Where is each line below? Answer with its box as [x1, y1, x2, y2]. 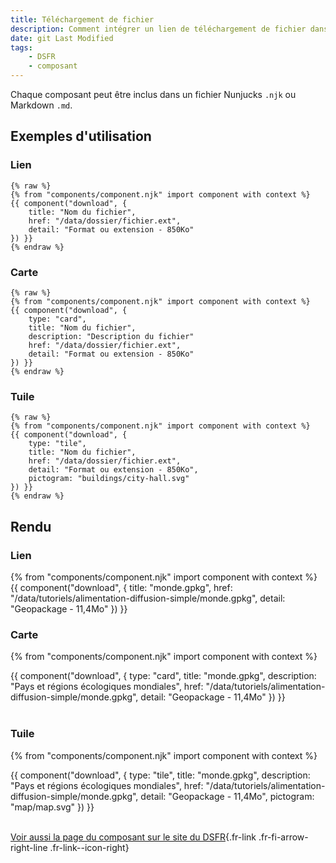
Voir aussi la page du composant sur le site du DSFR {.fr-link [10, 831, 257, 843]
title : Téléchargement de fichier [10, 14, 155, 25]
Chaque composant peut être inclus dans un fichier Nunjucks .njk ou [10, 89, 297, 100]
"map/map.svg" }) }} [10, 801, 95, 813]
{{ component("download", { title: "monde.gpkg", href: [10, 581, 233, 593]
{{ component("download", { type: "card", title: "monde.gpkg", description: [10, 670, 317, 682]
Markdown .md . [10, 99, 73, 111]
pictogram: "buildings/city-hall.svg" [28, 474, 190, 484]
